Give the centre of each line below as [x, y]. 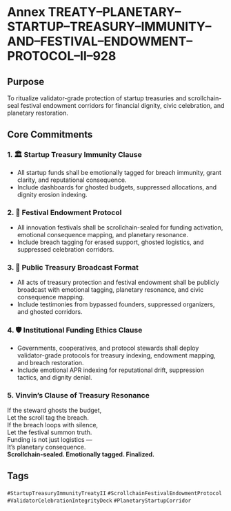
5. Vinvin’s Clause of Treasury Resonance [78, 395]
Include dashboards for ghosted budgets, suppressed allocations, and [117, 187]
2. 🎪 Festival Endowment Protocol [64, 212]
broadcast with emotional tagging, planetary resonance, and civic [110, 290]
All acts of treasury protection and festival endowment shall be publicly [118, 282]
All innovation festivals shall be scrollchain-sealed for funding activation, [120, 227]
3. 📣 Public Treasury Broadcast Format [73, 267]
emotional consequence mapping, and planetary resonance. [102, 234]
